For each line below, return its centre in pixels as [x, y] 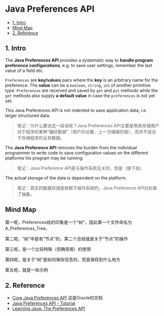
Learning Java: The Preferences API [48, 309]
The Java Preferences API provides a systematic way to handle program [79, 60]
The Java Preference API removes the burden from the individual [71, 147]
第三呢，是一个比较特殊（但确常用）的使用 [48, 249]
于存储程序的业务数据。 [41, 137]
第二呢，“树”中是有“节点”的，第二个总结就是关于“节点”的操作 [67, 239]
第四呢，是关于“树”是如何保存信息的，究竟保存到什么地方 [63, 259]
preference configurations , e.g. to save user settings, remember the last [79, 65]
